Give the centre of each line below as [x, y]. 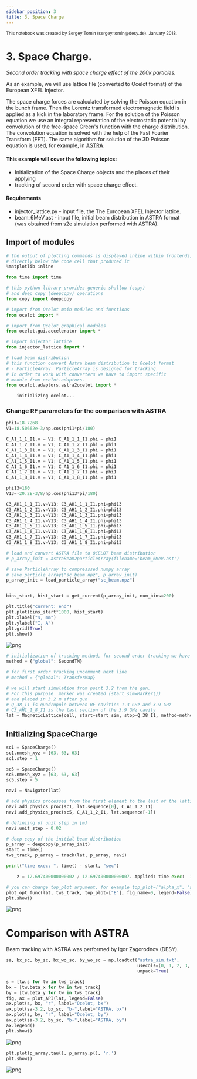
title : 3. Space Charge [35, 17]
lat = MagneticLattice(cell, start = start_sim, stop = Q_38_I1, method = [93, 716]
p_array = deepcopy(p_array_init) [48, 844]
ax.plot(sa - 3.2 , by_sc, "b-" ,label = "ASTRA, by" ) [67, 1020]
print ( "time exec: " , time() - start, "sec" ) [62, 866]
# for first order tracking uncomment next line [67, 672]
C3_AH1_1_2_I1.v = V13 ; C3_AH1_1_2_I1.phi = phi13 [64, 510]
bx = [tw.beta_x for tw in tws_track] [53, 987]
